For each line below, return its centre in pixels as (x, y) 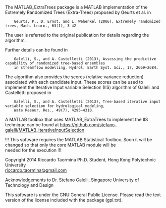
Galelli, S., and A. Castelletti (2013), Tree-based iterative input (87, 102)
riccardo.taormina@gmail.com (36, 170)
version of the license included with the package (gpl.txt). (64, 200)
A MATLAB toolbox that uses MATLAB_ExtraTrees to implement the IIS (77, 119)
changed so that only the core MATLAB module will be (61, 145)
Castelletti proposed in (28, 93)
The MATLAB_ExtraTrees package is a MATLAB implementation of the (76, 7)
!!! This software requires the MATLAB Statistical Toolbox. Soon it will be (79, 140)
